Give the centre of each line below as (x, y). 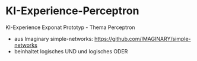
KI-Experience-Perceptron (72, 11)
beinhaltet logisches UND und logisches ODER (71, 51)
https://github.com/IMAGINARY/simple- (142, 38)
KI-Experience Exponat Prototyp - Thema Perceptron (70, 27)
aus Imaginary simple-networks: (53, 38)
